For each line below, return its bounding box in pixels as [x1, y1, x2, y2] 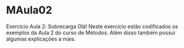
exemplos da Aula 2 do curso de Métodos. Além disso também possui [6, 29, 175, 36]
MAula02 [6, 4, 52, 17]
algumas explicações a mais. [6, 35, 76, 42]
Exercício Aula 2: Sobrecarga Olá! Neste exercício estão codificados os [6, 23, 178, 30]
